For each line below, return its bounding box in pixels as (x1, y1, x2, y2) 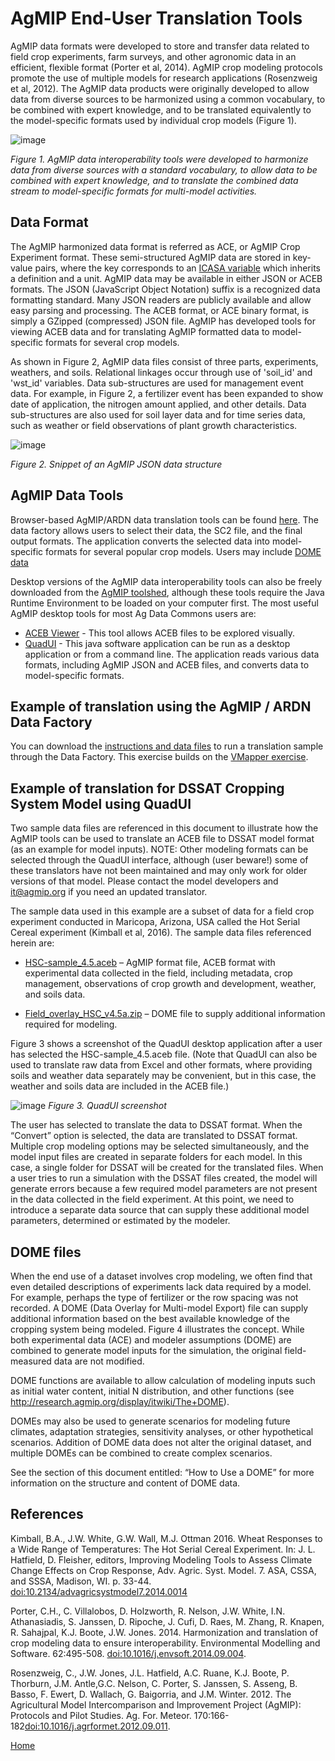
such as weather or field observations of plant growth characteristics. (10, 419, 298, 431)
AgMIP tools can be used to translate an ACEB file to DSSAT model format (10, 833, 315, 845)
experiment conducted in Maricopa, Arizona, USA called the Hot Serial (10, 916, 301, 928)
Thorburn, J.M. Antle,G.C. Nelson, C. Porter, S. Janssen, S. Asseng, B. (10, 1677, 298, 1689)
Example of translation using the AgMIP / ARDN (10, 698, 312, 715)
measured (10, 1355, 52, 1367)
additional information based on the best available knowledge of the (10, 1313, 290, 1324)
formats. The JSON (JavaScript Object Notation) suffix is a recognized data (10, 283, 321, 295)
